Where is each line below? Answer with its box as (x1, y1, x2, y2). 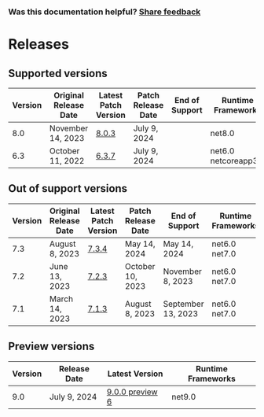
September (163, 298, 204, 309)
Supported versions (8, 66, 108, 80)
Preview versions (8, 340, 95, 353)
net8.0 (210, 127, 235, 138)
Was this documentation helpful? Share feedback (8, 6, 201, 17)
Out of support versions (8, 182, 128, 195)
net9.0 (171, 391, 196, 402)
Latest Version (107, 368, 163, 379)
